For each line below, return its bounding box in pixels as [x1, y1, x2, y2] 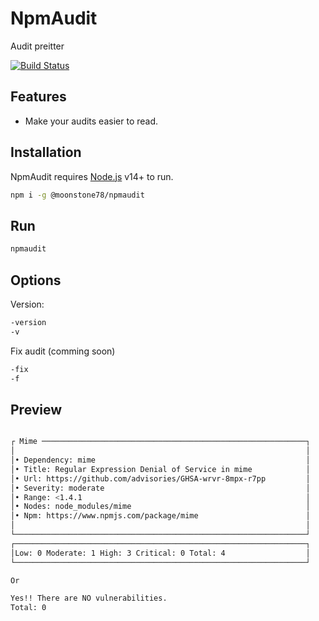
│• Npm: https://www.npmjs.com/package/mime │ [10, 511, 311, 521]
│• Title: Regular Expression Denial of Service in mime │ [10, 464, 311, 474]
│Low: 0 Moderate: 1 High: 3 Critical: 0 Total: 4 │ [10, 548, 311, 558]
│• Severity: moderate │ [10, 483, 311, 493]
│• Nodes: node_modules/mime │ [10, 502, 311, 512]
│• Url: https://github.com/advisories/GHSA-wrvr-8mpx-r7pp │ [10, 473, 311, 484]
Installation [10, 144, 82, 161]
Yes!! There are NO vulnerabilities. [10, 593, 168, 604]
